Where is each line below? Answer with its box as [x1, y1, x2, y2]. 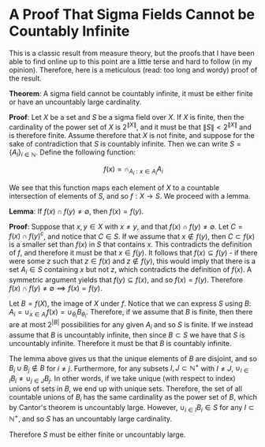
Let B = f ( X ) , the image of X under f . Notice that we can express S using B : [9, 298, 252, 308]
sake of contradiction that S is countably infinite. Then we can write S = [9, 139, 241, 148]
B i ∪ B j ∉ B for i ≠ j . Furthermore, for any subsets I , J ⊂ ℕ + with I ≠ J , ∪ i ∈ [9, 362, 249, 374]
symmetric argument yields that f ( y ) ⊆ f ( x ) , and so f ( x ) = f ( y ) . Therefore [9, 274, 244, 285]
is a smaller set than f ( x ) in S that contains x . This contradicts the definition [9, 240, 252, 249]
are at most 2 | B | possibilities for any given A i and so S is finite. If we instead [9, 318, 253, 331]
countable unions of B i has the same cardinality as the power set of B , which [9, 392, 258, 404]
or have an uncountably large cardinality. [9, 97, 142, 106]
